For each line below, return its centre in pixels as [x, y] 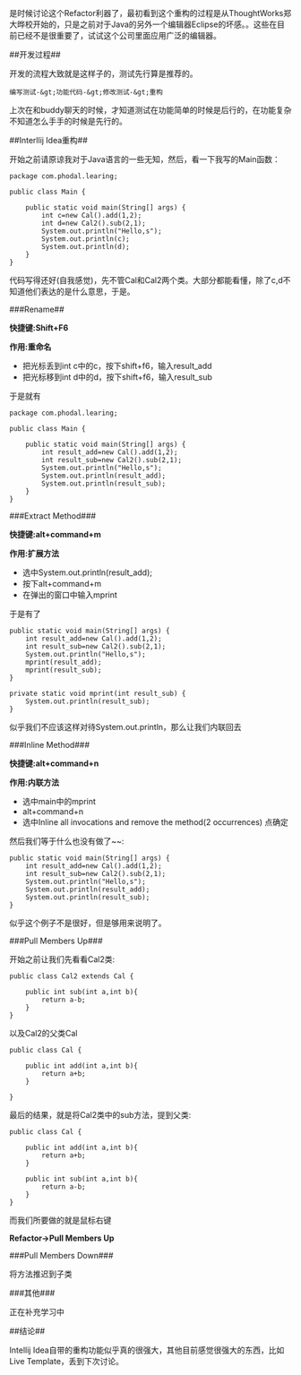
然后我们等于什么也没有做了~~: [67, 841]
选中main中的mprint [59, 801]
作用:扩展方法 [34, 553]
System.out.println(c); [86, 239]
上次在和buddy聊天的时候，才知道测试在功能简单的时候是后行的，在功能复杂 [150, 110]
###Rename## [37, 309]
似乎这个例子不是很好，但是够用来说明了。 [88, 923]
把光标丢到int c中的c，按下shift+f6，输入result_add [117, 366]
